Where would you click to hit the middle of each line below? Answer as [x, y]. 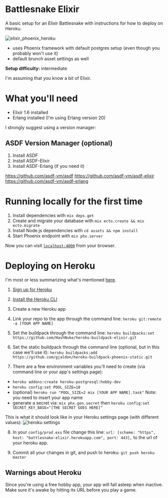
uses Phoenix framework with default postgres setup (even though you [86, 48]
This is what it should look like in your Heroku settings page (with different [82, 417]
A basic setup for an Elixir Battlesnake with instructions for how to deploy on [84, 23]
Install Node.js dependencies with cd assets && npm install [75, 230]
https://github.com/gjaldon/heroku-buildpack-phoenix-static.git [82, 357]
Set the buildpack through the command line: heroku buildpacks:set [83, 333]
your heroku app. [30, 443]
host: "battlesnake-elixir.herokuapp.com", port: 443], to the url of [85, 437]
